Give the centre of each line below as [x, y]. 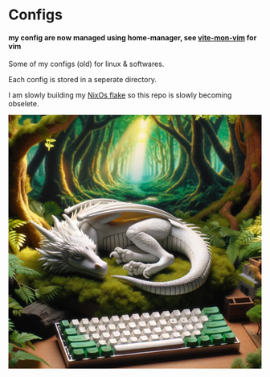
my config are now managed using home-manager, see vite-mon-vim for [133, 37]
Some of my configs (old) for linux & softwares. [86, 64]
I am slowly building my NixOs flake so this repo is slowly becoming [120, 95]
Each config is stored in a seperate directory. [83, 80]
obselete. [24, 104]
